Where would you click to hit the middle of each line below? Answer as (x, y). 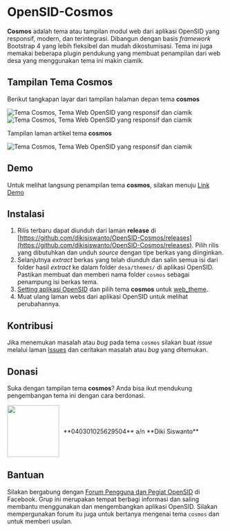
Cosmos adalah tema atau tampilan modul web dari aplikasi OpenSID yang (113, 31)
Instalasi (26, 214)
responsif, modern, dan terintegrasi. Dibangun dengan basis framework (109, 38)
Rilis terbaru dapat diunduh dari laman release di (87, 231)
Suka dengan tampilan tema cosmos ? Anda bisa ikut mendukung (99, 388)
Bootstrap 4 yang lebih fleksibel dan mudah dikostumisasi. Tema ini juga (110, 46)
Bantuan (26, 475)
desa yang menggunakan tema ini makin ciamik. (76, 60)
